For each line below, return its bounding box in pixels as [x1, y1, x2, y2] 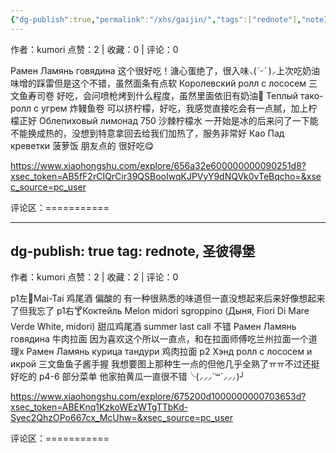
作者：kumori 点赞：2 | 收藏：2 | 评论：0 [10, 271, 179, 283]
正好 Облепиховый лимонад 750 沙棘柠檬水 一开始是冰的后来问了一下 [18, 114, 310, 126]
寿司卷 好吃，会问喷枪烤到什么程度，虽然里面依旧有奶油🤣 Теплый [27, 89, 299, 101]
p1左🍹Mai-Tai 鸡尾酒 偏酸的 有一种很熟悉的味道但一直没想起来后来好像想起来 [10, 292, 326, 305]
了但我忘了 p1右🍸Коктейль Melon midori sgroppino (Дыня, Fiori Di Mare [10, 305, 310, 317]
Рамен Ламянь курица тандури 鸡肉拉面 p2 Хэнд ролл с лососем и [26, 346, 313, 358]
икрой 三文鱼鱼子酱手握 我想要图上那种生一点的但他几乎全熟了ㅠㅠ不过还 [10, 358, 312, 370]
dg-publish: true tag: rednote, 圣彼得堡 [10, 243, 256, 260]
